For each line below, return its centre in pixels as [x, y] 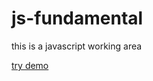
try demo [30, 65]
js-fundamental [77, 18]
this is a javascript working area [77, 46]
